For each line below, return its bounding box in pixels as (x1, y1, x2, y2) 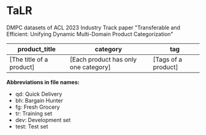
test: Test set (15, 123, 48, 130)
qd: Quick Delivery (15, 90, 63, 98)
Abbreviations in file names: (6, 78, 80, 86)
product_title (17, 45, 56, 53)
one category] (69, 62, 111, 71)
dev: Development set (15, 116, 71, 123)
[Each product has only (69, 55, 137, 64)
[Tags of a (153, 55, 183, 64)
